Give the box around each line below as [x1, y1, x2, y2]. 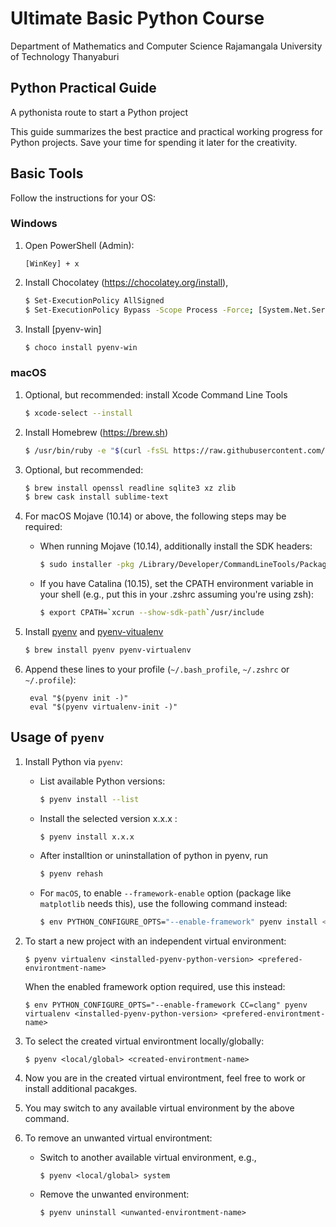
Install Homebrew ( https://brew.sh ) [24, 426, 168, 438]
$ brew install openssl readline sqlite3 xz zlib [24, 483, 237, 493]
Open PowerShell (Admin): [24, 239, 135, 251]
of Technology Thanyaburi [10, 50, 120, 62]
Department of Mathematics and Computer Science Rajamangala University [10, 40, 323, 52]
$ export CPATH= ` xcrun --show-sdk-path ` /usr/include [39, 608, 265, 618]
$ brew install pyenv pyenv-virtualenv [24, 645, 192, 656]
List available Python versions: [39, 775, 166, 787]
